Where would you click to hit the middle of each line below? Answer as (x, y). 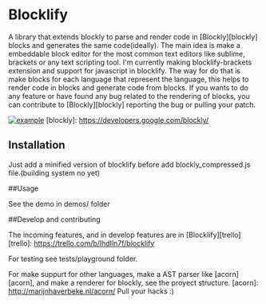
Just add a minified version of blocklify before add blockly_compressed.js (129, 164)
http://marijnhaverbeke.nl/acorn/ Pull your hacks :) (91, 291)
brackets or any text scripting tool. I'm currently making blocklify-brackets (130, 62)
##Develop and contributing (55, 219)
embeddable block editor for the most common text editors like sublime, (127, 53)
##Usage (24, 188)
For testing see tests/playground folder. (73, 259)
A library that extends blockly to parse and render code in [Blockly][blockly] (133, 37)
